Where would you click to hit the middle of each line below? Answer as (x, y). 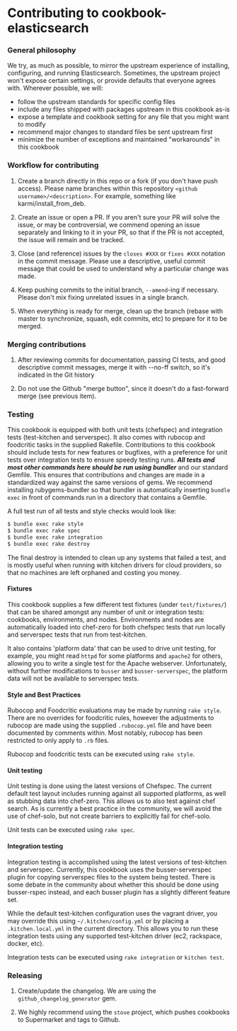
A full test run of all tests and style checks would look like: (92, 511)
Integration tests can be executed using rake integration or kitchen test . (116, 957)
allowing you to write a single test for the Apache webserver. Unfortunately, (117, 663)
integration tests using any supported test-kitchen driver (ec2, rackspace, (115, 935)
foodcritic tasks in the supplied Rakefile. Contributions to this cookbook (111, 445)
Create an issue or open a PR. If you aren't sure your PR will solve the (118, 217)
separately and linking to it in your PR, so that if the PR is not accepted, (121, 232)
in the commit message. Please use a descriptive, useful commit (111, 261)
